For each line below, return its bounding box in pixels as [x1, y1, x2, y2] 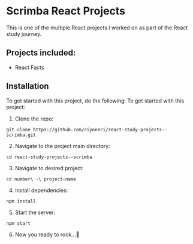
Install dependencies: [14, 186, 68, 194]
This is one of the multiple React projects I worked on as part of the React [6, 24, 188, 31]
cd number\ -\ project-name [6, 176, 77, 182]
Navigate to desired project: [14, 164, 84, 171]
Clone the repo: [14, 115, 54, 122]
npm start [6, 220, 31, 226]
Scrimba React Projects [6, 4, 126, 18]
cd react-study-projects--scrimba [6, 154, 93, 160]
